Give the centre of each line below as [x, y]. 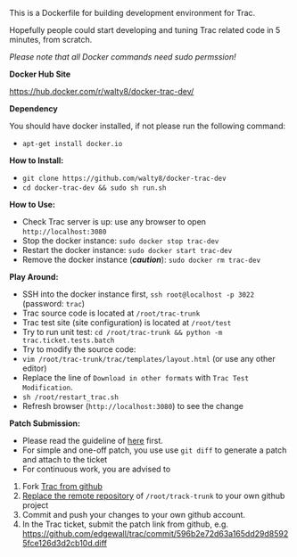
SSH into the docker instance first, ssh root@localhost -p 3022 [138, 294]
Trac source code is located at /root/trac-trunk [111, 313]
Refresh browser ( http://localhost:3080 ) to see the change [132, 406]
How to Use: [33, 205]
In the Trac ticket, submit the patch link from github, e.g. [125, 524]
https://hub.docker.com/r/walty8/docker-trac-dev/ [102, 91]
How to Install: [37, 160]
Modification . [47, 387]
